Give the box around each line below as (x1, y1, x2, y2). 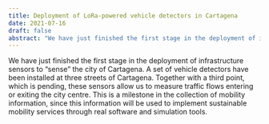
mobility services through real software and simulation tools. (8, 107, 208, 117)
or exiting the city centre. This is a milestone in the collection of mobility (8, 90, 246, 100)
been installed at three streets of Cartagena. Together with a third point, (8, 73, 246, 82)
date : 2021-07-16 (8, 19, 66, 27)
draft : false (8, 26, 52, 34)
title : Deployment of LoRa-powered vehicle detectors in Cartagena (8, 11, 239, 20)
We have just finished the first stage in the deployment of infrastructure (8, 56, 244, 66)
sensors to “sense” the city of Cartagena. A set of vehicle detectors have (8, 65, 250, 74)
